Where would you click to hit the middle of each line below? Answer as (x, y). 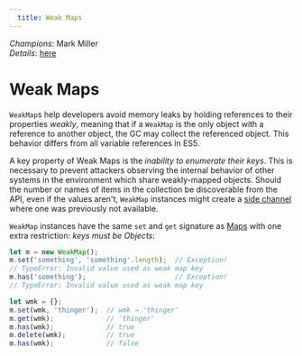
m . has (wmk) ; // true (72, 327)
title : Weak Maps (50, 18)
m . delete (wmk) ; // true (72, 335)
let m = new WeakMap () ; (54, 252)
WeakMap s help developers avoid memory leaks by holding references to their (151, 114)
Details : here (33, 53)
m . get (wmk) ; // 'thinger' (82, 318)
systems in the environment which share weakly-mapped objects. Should (146, 179)
